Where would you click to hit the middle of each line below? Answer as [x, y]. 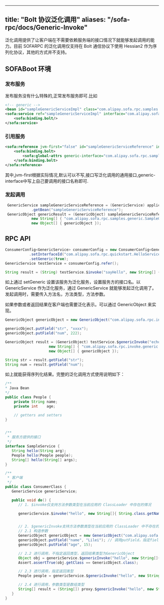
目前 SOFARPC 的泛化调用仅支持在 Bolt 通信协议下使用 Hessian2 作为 [83, 46]
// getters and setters [38, 415]
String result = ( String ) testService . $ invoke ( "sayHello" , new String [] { [83, 272]
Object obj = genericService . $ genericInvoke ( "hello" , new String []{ [89, 558]
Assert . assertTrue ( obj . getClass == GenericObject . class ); [78, 563]
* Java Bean [17, 388]
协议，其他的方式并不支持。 [41, 52]
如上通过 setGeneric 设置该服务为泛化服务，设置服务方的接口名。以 [73, 282]
